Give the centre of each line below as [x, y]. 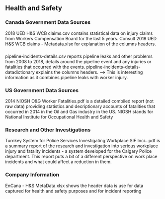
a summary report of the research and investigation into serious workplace [82, 146]
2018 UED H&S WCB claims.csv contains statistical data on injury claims [79, 33]
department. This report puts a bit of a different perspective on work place [81, 157]
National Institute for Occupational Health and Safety [59, 117]
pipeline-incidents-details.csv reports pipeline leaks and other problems [79, 56]
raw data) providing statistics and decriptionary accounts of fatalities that [80, 106]
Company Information [32, 175]
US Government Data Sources [42, 90]
